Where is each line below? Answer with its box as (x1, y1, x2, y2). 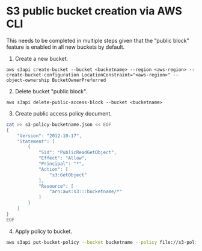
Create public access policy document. (14, 110, 112, 117)
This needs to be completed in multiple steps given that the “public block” (6, 37, 189, 44)
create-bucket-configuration (6, 72, 79, 78)
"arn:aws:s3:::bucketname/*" (49, 188, 122, 195)
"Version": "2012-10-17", (17, 132, 82, 139)
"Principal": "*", (38, 161, 85, 167)
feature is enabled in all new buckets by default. (6, 43, 125, 51)
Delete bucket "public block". (14, 87, 88, 95)
